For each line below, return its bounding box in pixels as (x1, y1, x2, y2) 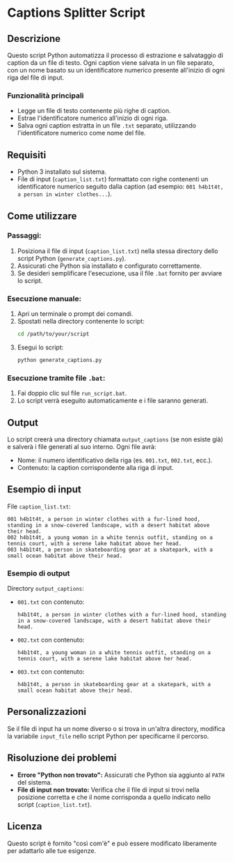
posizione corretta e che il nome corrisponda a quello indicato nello (17, 793, 211, 801)
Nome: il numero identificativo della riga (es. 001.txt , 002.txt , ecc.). (17, 455, 213, 464)
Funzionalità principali (7, 91, 84, 100)
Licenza (7, 821, 42, 833)
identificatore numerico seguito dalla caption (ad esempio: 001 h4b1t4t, (17, 183, 224, 191)
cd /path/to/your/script (17, 331, 90, 338)
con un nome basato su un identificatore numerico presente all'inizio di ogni (7, 66, 225, 74)
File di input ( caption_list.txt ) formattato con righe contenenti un (17, 175, 209, 183)
